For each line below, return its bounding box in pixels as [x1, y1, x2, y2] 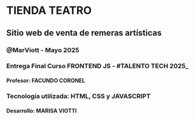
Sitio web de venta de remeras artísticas [6, 28, 162, 38]
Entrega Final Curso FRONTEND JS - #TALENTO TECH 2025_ [6, 62, 189, 70]
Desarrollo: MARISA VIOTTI [6, 107, 77, 114]
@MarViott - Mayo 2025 [6, 46, 80, 54]
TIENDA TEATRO [6, 4, 92, 18]
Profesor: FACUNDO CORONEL [6, 77, 86, 85]
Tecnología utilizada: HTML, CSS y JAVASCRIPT [6, 92, 151, 100]
